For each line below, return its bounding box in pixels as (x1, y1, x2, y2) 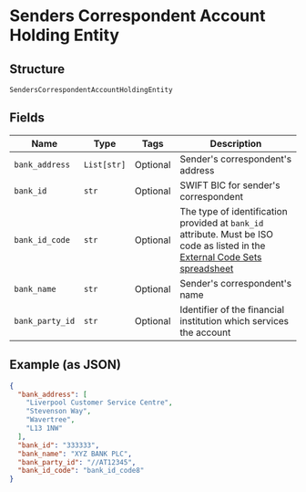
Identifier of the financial (179, 303, 285, 316)
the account (179, 326, 231, 339)
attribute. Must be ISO (179, 227, 273, 240)
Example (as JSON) (9, 357, 121, 372)
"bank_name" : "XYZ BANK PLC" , (17, 449, 132, 458)
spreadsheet (179, 262, 234, 275)
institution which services (179, 314, 290, 327)
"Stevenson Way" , (25, 407, 92, 416)
